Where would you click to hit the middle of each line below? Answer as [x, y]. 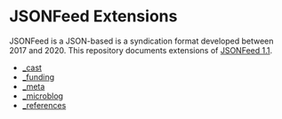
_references [44, 105]
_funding [38, 76]
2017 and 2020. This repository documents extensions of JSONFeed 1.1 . [141, 50]
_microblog [43, 96]
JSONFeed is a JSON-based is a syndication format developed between [141, 41]
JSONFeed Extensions [93, 16]
